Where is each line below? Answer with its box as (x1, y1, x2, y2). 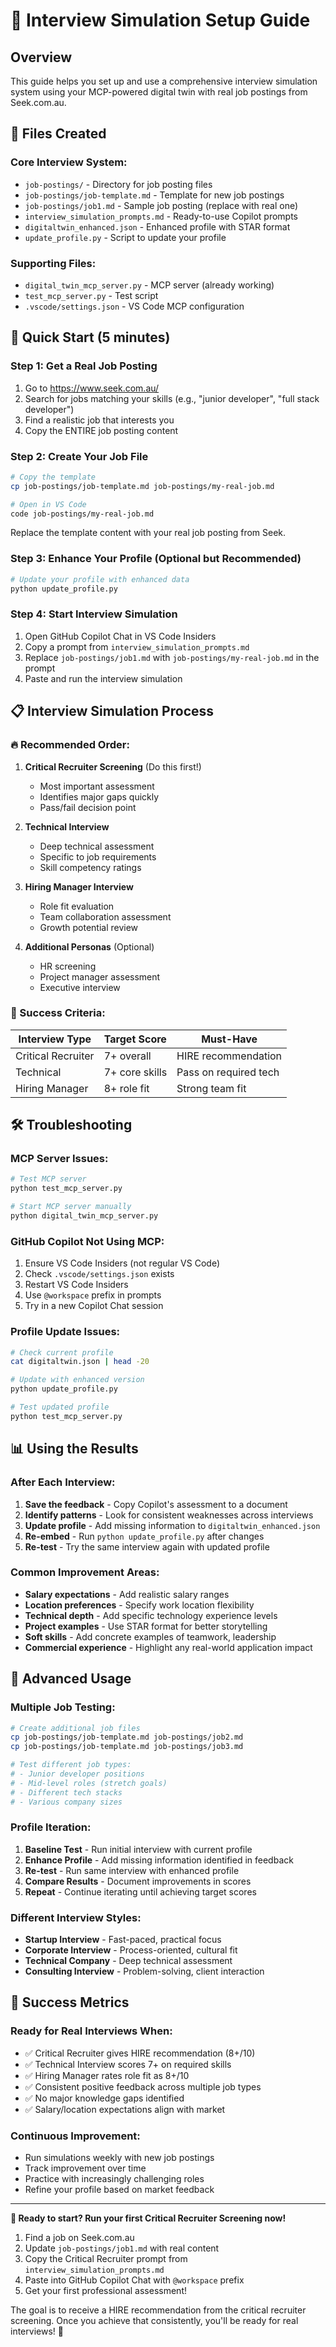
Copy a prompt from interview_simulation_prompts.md (24, 640, 250, 653)
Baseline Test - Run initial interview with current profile (24, 1843, 253, 1855)
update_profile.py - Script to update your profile (24, 231, 227, 243)
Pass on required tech (176, 1065, 280, 1079)
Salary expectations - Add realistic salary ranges (24, 1588, 230, 1600)
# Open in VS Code (10, 499, 87, 509)
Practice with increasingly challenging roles (24, 2173, 205, 2185)
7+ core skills (103, 1065, 168, 1079)
